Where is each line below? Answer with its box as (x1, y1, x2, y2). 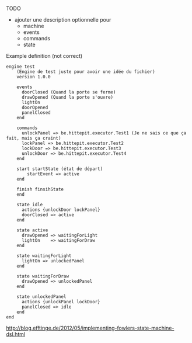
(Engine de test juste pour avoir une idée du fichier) (16, 69, 156, 75)
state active (16, 227, 48, 233)
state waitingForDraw (16, 273, 69, 279)
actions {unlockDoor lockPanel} (21, 207, 100, 213)
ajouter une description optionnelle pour (14, 16, 111, 23)
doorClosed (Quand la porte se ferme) (21, 89, 116, 95)
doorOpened (21, 105, 48, 110)
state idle (16, 202, 43, 207)
